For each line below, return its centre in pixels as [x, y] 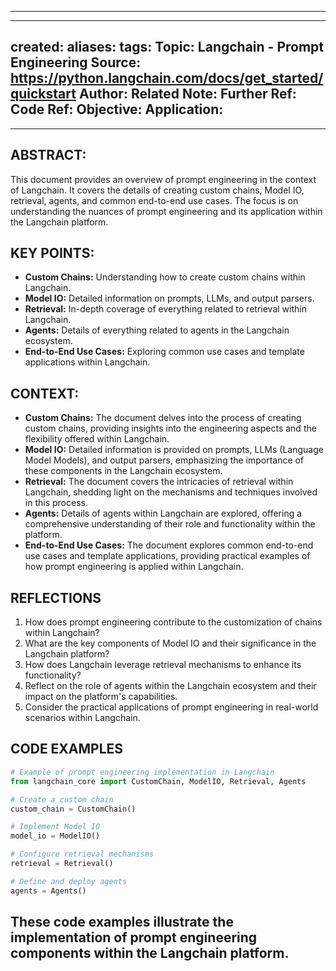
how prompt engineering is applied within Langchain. [134, 567]
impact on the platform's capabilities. [101, 697]
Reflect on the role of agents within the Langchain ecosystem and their [170, 686]
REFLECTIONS [56, 597]
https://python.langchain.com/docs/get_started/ [167, 78]
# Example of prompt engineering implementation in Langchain [142, 772]
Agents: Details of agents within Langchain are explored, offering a [163, 513]
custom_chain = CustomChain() [73, 809]
